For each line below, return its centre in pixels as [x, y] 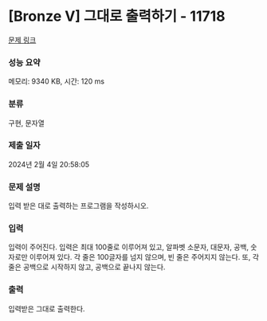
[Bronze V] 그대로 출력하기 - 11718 [117, 16]
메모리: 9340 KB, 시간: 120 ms [57, 81]
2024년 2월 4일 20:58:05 [49, 164]
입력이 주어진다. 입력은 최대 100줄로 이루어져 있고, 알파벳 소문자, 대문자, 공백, [129, 247]
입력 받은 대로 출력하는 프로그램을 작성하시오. [79, 206]
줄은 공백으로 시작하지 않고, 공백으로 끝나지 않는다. [87, 267]
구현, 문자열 [27, 123]
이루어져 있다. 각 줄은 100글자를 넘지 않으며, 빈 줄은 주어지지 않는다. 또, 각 [144, 257]
